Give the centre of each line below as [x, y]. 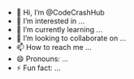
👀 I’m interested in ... [50, 21]
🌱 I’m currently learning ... [59, 29]
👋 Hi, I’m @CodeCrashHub [61, 12]
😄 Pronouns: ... [42, 59]
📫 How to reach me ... [54, 47]
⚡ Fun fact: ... [38, 68]
